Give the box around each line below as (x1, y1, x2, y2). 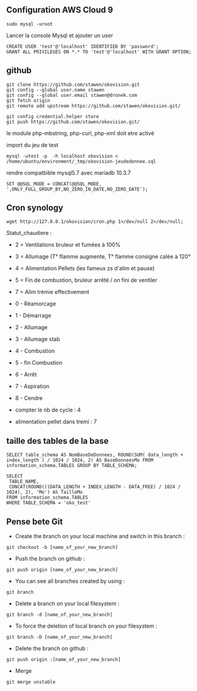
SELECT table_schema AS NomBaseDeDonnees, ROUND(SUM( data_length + (6, 452, 184, 458)
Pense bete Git (6, 516, 63, 527)
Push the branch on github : (15, 555, 85, 563)
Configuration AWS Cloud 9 (6, 5, 114, 15)
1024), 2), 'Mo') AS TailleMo (6, 489, 83, 496)
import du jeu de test (6, 141, 59, 149)
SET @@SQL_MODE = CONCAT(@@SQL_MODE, (6, 181, 102, 187)
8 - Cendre (15, 395, 43, 402)
